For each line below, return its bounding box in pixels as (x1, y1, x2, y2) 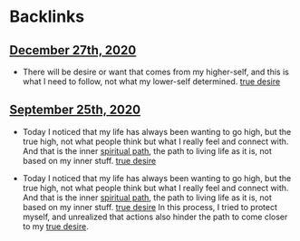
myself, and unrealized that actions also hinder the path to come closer (22, 211, 288, 222)
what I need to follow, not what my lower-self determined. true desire (22, 76, 281, 87)
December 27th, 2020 (9, 43, 137, 58)
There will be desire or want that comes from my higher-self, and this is (22, 66, 290, 77)
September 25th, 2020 (9, 102, 141, 118)
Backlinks (9, 6, 85, 27)
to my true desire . (22, 220, 89, 232)
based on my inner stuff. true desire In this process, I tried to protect (22, 201, 278, 212)
